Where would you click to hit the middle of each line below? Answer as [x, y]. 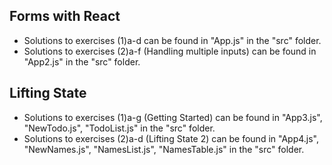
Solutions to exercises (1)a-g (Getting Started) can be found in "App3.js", [173, 117]
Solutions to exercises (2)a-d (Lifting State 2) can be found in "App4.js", [171, 138]
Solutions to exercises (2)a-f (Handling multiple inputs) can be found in [170, 51]
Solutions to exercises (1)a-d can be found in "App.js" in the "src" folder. [172, 40]
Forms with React [65, 16]
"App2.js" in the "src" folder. [82, 61]
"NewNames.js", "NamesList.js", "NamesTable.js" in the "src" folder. [164, 149]
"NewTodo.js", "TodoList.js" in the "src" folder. [119, 128]
